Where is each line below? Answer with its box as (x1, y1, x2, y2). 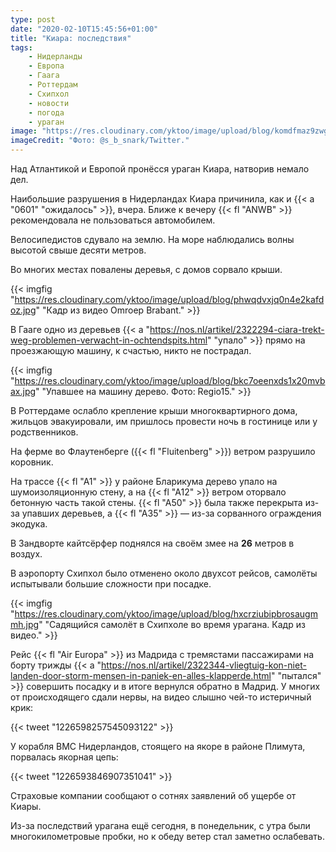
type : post (10, 14, 56, 25)
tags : (10, 42, 33, 53)
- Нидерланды (28, 52, 83, 62)
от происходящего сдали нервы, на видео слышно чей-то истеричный (10, 691, 312, 703)
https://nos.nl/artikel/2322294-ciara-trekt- (149, 324, 325, 335)
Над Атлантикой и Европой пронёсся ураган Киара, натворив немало (10, 163, 310, 175)
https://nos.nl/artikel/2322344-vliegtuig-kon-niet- (101, 659, 307, 671)
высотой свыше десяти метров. (10, 244, 147, 256)
